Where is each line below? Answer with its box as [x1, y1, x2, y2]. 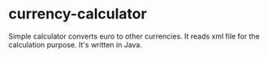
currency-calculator [8, 5, 148, 23]
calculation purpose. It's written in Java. [8, 39, 142, 49]
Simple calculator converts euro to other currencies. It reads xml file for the [8, 31, 260, 41]
